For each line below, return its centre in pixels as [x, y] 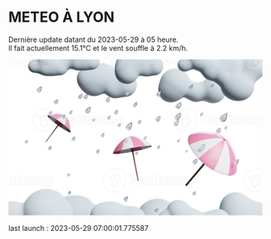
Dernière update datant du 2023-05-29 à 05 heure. [94, 39]
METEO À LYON [62, 17]
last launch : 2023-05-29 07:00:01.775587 [79, 229]
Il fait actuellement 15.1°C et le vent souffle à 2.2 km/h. [98, 47]
